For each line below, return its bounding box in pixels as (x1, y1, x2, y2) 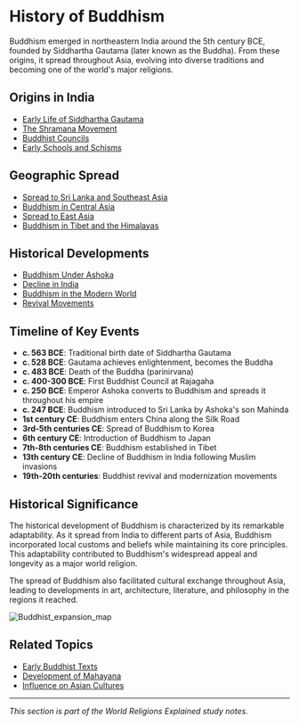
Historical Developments (9, 245, 149, 260)
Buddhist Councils (21, 132, 90, 144)
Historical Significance (9, 497, 139, 512)
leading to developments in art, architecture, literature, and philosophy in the (9, 585, 289, 595)
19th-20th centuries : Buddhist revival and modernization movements (21, 471, 278, 482)
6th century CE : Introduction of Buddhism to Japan (21, 433, 212, 443)
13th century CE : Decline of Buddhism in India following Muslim (21, 452, 256, 463)
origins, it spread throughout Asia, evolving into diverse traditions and (9, 54, 264, 65)
